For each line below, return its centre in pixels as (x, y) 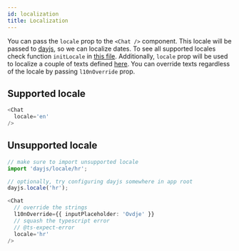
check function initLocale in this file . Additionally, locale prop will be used (118, 56)
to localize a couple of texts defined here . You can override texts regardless (119, 63)
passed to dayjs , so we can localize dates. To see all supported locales (112, 48)
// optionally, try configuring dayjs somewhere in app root (100, 181)
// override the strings (51, 208)
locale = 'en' (32, 117)
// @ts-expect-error (44, 227)
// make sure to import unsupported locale (73, 162)
